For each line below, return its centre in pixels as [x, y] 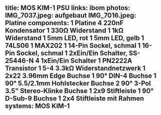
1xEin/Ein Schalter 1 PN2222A [87, 61]
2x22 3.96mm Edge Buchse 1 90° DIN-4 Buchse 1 [81, 76]
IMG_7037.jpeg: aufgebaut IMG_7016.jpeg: [71, 16]
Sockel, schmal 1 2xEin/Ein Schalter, [72, 53]
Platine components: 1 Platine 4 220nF [64, 23]
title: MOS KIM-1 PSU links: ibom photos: [68, 8]
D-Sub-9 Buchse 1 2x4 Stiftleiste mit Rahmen [74, 99]
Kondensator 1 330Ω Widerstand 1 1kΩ [64, 31]
